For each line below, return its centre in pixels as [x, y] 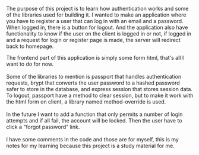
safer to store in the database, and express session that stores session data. [99, 89]
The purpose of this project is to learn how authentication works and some [97, 9]
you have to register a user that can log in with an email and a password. [95, 21]
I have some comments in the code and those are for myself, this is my [93, 139]
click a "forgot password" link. [43, 127]
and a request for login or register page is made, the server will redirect [94, 40]
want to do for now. [30, 64]
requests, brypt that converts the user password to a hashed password [93, 83]
